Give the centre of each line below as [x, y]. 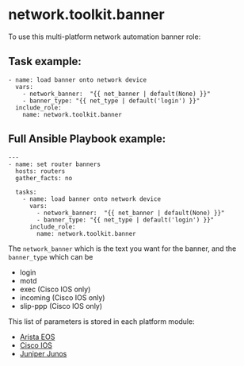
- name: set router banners [55, 164]
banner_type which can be [51, 256]
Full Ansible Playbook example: [87, 139]
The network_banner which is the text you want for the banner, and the [122, 248]
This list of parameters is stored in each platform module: [102, 321]
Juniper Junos [43, 353]
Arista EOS [37, 337]
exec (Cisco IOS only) [55, 289]
